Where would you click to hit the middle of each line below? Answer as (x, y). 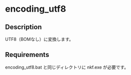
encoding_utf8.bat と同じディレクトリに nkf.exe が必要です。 (67, 67)
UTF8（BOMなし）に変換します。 (39, 39)
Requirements (27, 55)
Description (23, 27)
